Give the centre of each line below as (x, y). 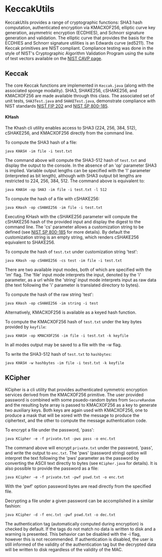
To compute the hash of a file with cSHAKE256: (52, 199)
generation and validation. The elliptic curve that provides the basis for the (79, 38)
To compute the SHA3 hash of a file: (41, 142)
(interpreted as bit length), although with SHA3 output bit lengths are (73, 175)
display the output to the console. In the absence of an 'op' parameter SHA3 (81, 165)
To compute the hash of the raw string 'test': (49, 294)
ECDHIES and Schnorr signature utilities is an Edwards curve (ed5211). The (79, 43)
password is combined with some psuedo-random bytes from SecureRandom (80, 400)
